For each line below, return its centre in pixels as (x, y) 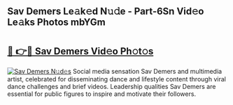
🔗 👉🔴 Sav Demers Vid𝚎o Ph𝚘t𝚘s (80, 51)
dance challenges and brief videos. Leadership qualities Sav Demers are (112, 87)
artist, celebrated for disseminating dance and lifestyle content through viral (116, 79)
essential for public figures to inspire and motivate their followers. (102, 94)
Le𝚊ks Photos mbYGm (57, 23)
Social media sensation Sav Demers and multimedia (147, 71)
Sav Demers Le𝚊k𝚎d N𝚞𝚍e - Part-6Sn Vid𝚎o (106, 11)
